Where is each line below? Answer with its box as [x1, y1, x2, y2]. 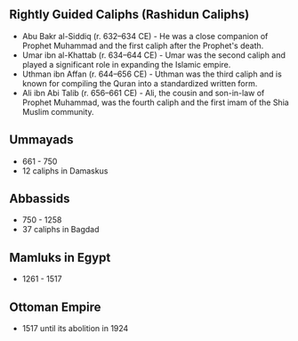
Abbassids [9, 191, 70, 207]
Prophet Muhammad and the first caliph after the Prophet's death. [21, 40, 264, 51]
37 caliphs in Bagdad [21, 224, 100, 235]
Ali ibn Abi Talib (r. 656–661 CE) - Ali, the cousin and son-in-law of [21, 87, 265, 98]
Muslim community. [21, 106, 95, 117]
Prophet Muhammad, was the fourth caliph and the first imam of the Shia [21, 97, 289, 108]
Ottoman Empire [9, 299, 101, 314]
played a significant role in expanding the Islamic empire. [21, 59, 231, 69]
